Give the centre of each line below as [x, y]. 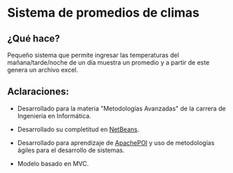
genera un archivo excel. [43, 70]
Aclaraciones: [38, 92]
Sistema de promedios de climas [104, 13]
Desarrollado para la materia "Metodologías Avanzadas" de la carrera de [121, 108]
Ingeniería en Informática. [54, 115]
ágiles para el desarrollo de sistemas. [71, 150]
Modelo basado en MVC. [53, 163]
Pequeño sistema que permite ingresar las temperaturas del [93, 55]
